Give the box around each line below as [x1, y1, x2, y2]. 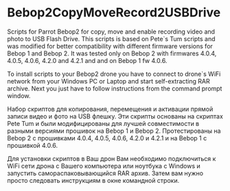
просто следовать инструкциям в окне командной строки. [7, 176, 180, 184]
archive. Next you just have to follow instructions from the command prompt [7, 84, 222, 92]
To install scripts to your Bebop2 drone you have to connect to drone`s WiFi [7, 70, 221, 78]
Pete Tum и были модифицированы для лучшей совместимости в [7, 119, 200, 127]
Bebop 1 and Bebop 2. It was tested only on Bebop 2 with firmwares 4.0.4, [7, 49, 217, 58]
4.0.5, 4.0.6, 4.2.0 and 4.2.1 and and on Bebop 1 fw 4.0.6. [7, 56, 168, 64]
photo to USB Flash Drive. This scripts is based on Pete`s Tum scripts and [7, 34, 216, 42]
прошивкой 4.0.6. [7, 141, 58, 149]
